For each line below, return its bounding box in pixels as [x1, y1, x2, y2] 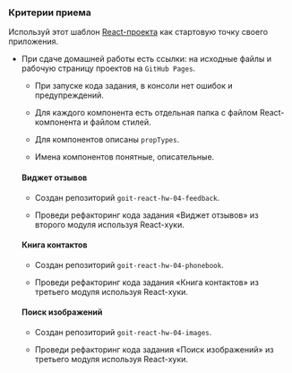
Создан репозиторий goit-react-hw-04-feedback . [34, 192, 220, 203]
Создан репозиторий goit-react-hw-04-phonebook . [34, 259, 225, 270]
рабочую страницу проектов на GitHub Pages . [21, 63, 196, 74]
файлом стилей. [90, 117, 151, 127]
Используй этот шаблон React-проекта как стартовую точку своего [8, 27, 269, 38]
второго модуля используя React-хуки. [34, 219, 185, 230]
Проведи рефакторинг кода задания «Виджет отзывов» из [34, 209, 259, 221]
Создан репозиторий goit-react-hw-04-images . [34, 326, 212, 337]
